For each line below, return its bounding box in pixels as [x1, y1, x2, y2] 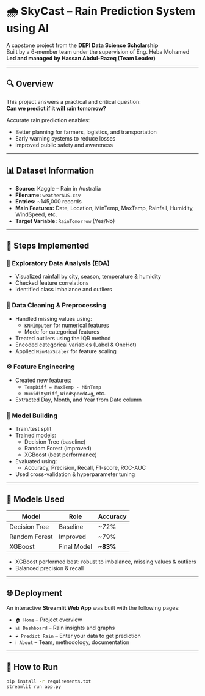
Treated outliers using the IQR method [15, 334, 111, 342]
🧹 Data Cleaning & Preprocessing [6, 301, 107, 310]
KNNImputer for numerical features [24, 321, 109, 329]
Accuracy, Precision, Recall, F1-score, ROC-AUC [24, 464, 146, 472]
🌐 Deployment [6, 588, 62, 598]
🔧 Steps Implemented [6, 240, 90, 251]
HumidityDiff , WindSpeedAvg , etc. [24, 389, 106, 397]
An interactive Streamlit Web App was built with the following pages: [6, 604, 180, 611]
